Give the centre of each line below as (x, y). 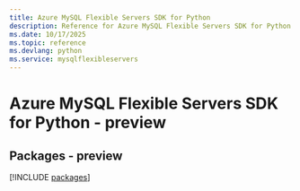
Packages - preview (66, 156)
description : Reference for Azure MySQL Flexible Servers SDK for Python (150, 26)
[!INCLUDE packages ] (50, 177)
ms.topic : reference (48, 43)
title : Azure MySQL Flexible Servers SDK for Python (110, 17)
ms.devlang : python (46, 51)
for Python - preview (88, 123)
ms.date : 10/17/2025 (48, 34)
